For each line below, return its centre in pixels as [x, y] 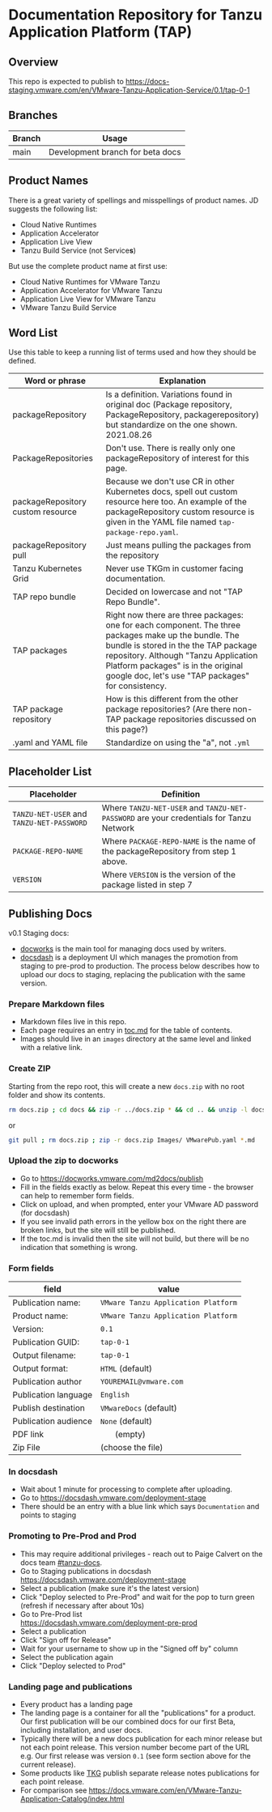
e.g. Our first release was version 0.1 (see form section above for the [135, 1755]
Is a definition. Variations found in [169, 394]
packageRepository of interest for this [177, 458]
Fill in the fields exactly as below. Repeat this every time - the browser [137, 1187]
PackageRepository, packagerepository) [182, 415]
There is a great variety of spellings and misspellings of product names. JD [134, 200]
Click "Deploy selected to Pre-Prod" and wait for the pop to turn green [137, 1597]
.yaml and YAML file [50, 742]
